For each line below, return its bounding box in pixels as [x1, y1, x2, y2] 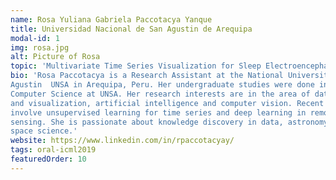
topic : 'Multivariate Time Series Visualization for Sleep [10, 61, 262, 71]
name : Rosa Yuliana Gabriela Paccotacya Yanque [10, 14, 213, 25]
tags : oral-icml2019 [10, 145, 97, 155]
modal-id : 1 [10, 33, 60, 43]
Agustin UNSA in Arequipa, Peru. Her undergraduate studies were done [10, 80, 315, 90]
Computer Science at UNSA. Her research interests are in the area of [10, 89, 311, 99]
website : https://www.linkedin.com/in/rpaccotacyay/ [10, 136, 235, 146]
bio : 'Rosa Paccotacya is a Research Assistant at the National [10, 71, 284, 81]
